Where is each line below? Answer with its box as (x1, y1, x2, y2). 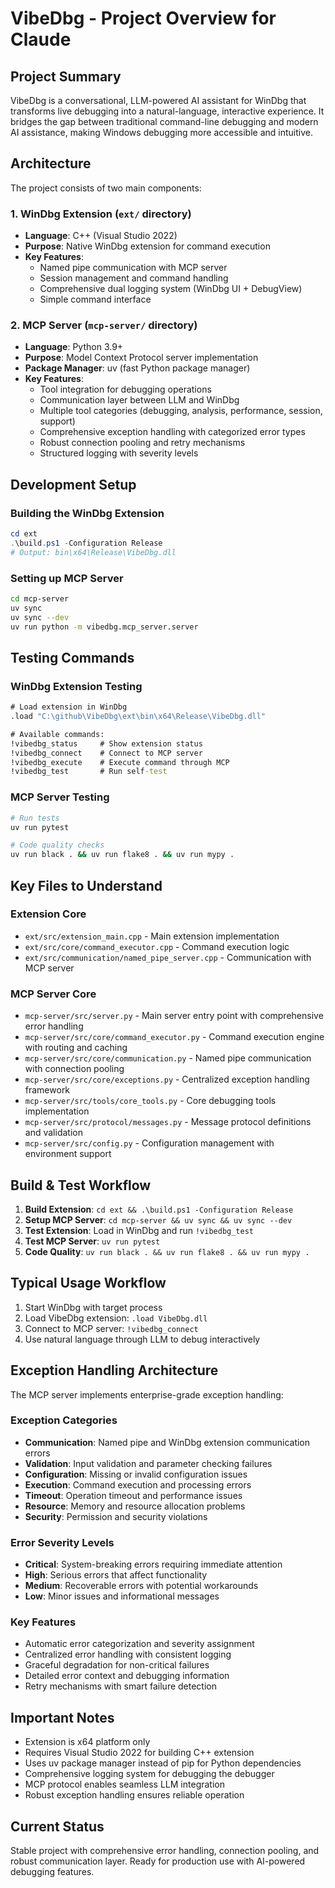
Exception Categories (10, 1413, 118, 1427)
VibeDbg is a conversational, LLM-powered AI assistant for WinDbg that (10, 95, 307, 106)
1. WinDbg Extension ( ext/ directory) (10, 207, 192, 221)
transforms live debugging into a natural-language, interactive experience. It (10, 105, 325, 117)
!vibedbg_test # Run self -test (10, 767, 168, 777)
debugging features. (10, 1866, 95, 1878)
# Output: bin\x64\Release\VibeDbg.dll (10, 547, 177, 557)
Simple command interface (39, 293, 152, 306)
